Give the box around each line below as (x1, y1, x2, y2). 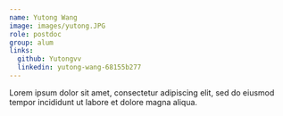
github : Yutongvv (17, 54, 82, 63)
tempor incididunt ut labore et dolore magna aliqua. (9, 96, 198, 107)
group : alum (9, 37, 54, 47)
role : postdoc (9, 29, 62, 38)
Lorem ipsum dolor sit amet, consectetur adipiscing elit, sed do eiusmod (9, 87, 275, 98)
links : (9, 46, 34, 55)
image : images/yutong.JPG (9, 21, 105, 30)
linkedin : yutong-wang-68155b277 (17, 63, 142, 72)
